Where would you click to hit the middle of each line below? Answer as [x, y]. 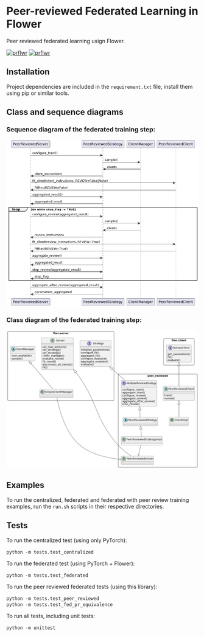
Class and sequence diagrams [65, 112]
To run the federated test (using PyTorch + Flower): [71, 563]
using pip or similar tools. [38, 93]
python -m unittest [31, 628]
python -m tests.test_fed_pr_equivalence [60, 604]
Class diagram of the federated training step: [74, 320]
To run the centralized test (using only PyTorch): [67, 540]
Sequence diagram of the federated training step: [81, 130]
